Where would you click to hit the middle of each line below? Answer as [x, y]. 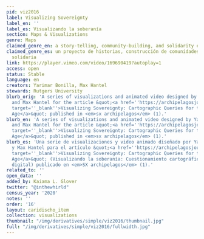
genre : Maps [21, 40]
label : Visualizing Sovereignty [47, 18]
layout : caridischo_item [38, 210]
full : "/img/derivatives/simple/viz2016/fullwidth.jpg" [78, 227]
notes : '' [19, 198]
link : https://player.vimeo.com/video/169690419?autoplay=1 [84, 63]
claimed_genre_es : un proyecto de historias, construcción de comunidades [103, 52]
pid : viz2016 [23, 12]
